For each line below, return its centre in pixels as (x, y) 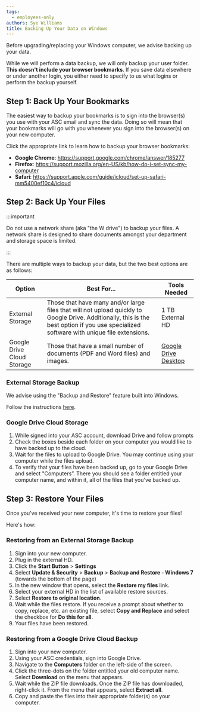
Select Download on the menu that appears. (69, 677)
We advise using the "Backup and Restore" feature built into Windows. (93, 396)
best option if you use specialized (94, 325)
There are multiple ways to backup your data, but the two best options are (97, 264)
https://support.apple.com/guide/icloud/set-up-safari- (100, 177)
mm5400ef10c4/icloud (43, 184)
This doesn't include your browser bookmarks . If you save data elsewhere (99, 70)
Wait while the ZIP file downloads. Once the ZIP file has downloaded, (99, 683)
